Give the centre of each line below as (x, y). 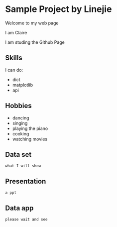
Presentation (26, 181)
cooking (21, 133)
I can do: (14, 70)
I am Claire (16, 32)
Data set (18, 155)
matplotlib (23, 85)
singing (20, 123)
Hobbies (19, 106)
